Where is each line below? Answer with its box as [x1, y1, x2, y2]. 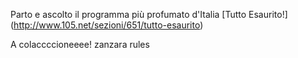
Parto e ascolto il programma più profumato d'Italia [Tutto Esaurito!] [10, 9, 288, 20]
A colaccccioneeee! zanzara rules [10, 39, 150, 50]
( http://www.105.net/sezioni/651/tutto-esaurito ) [10, 19, 204, 31]
